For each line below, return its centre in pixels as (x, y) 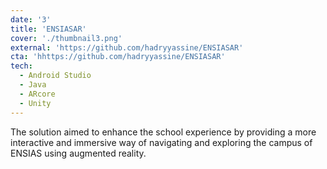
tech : (21, 66)
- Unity (35, 103)
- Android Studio (55, 76)
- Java (33, 85)
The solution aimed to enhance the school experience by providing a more (163, 132)
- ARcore (37, 94)
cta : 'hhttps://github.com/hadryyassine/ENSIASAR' (118, 57)
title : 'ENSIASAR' (48, 29)
